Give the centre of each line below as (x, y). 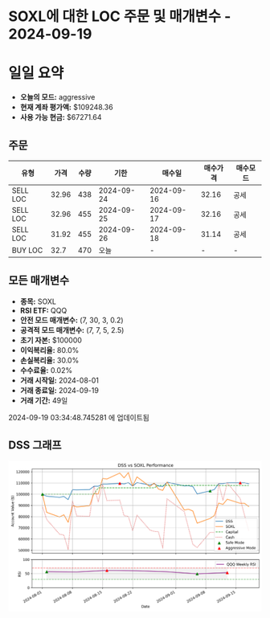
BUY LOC (27, 250)
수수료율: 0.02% (46, 370)
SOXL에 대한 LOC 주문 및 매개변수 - (120, 16)
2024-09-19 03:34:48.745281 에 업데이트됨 (79, 417)
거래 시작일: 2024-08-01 (59, 380)
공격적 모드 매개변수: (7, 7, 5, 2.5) (72, 329)
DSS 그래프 (35, 446)
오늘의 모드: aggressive (57, 97)
